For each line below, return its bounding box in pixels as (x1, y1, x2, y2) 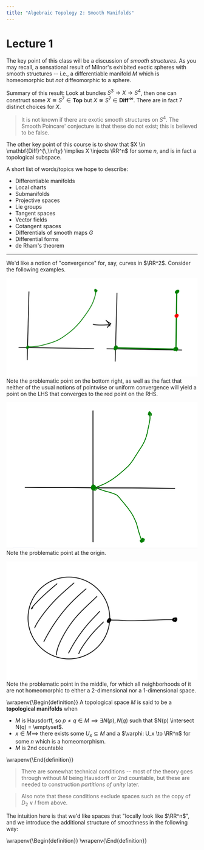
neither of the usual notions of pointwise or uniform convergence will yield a (6, 384, 197, 391)
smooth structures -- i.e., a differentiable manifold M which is (6, 70, 160, 77)
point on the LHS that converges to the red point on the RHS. (6, 390, 158, 398)
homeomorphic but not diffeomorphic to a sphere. (6, 76, 132, 83)
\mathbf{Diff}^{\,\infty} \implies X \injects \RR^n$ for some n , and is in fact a (6, 147, 196, 155)
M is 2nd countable (15, 744, 64, 751)
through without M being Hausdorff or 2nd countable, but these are (21, 775, 190, 782)
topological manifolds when (6, 705, 78, 712)
